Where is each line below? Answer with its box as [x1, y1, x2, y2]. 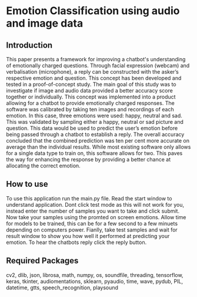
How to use [6, 179, 48, 189]
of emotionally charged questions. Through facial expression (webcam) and [6, 62, 190, 69]
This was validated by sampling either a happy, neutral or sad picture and [6, 118, 184, 125]
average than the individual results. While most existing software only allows [6, 143, 191, 150]
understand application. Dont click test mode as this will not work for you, [6, 201, 185, 208]
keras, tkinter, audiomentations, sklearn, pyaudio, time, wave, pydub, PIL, [6, 278, 183, 285]
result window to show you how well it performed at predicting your [6, 232, 170, 239]
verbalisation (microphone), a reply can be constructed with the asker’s [6, 68, 179, 75]
